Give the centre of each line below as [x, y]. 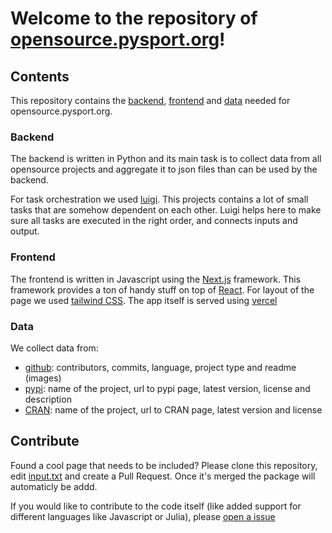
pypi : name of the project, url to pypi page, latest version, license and [167, 388]
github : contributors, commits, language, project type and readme [160, 367]
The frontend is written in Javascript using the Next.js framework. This [156, 279]
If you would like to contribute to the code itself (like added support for [156, 506]
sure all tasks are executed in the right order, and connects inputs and [154, 221]
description [48, 399]
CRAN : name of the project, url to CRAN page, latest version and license [173, 409]
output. [25, 231]
